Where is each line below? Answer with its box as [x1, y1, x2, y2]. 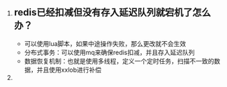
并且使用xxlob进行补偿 [36, 65, 102, 74]
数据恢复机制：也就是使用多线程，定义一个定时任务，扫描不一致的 [24, 56, 214, 65]
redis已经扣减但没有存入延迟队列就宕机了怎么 [13, 6, 212, 19]
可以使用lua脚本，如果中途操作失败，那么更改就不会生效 [24, 39, 186, 47]
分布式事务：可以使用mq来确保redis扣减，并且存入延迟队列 [24, 48, 195, 56]
